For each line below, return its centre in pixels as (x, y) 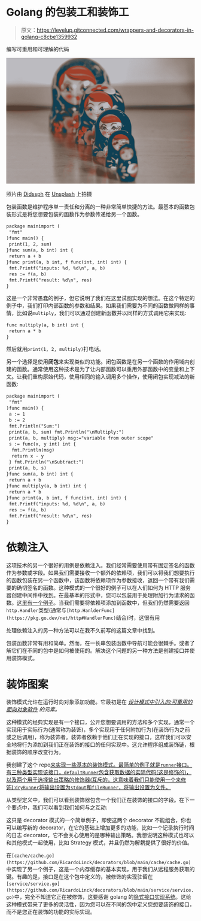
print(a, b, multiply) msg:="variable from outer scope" (81, 438)
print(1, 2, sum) (30, 244)
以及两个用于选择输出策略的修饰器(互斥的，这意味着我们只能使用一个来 (94, 780)
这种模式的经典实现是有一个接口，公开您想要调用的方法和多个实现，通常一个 (100, 722)
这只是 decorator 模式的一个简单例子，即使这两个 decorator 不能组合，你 (96, 820)
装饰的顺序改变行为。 (37, 752)
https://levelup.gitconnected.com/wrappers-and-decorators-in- (115, 30)
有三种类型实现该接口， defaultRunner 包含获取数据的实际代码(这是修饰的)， (99, 772)
